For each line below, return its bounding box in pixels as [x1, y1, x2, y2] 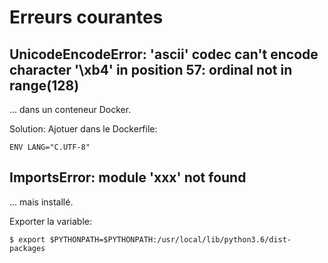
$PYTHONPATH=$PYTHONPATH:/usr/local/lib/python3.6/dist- [49, 234, 292, 245]
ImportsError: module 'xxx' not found [9, 169, 247, 186]
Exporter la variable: [9, 215, 92, 227]
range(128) [9, 77, 80, 94]
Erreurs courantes [9, 6, 164, 29]
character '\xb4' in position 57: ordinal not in [9, 61, 293, 78]
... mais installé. [9, 196, 74, 208]
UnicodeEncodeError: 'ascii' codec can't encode [9, 46, 319, 63]
